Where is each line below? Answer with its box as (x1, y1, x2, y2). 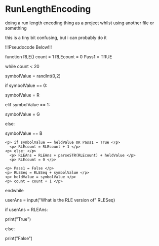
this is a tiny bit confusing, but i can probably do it (5, 35, 107, 41)
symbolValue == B (5, 130, 43, 136)
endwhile (5, 187, 24, 193)
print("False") (5, 235, 33, 241)
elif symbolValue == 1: (5, 101, 50, 107)
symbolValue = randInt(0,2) (5, 73, 61, 79)
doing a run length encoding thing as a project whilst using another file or (5, 20, 155, 26)
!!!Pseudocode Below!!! (5, 44, 52, 50)
